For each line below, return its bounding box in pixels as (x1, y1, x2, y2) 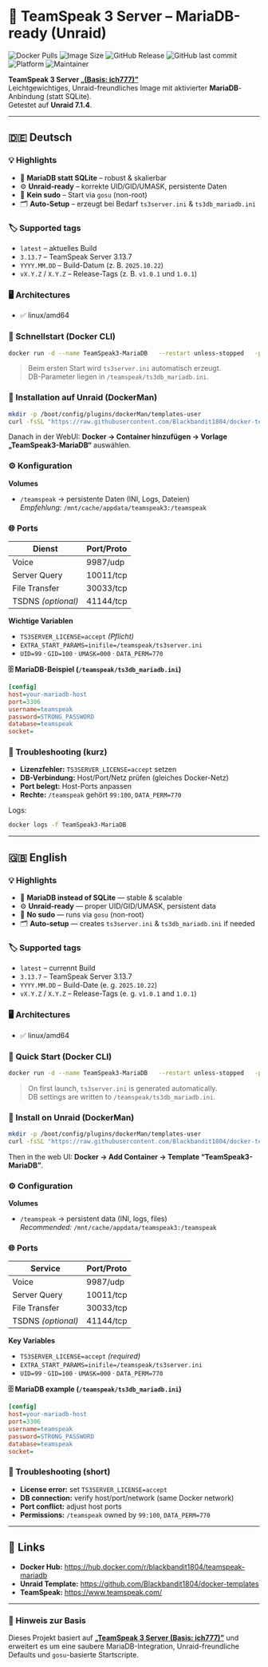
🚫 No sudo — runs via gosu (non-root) (19, 910, 145, 920)
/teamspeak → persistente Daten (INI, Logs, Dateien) (19, 494, 190, 503)
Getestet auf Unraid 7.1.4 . (8, 100, 93, 109)
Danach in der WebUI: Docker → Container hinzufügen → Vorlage (8, 432, 227, 442)
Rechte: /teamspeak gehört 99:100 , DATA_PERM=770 (19, 790, 182, 800)
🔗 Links (8, 1541, 45, 1554)
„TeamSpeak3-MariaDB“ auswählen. (8, 440, 132, 450)
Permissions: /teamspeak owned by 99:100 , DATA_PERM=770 (19, 1510, 211, 1519)
